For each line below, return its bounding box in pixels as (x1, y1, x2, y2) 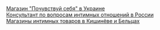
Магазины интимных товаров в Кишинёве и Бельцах (6, 18, 140, 24)
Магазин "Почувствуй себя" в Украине (6, 5, 105, 12)
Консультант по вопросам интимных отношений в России (6, 11, 154, 18)
